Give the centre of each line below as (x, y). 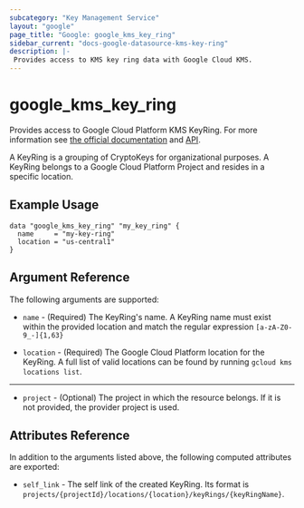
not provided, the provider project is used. (101, 407)
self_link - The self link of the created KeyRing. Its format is (136, 484)
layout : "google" (42, 26)
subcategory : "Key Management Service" (85, 18)
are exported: (35, 467)
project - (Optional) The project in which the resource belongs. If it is (152, 397)
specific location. (42, 176)
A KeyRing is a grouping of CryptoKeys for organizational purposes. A (139, 157)
